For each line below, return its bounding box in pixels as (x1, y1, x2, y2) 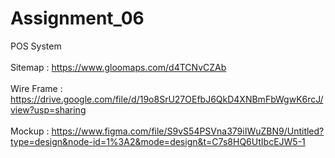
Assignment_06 (10, 7, 145, 30)
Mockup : (10, 125, 50, 137)
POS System (10, 40, 62, 52)
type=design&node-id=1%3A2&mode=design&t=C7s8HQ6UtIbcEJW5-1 (10, 135, 306, 147)
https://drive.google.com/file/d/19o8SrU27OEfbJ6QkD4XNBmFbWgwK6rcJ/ (10, 93, 324, 105)
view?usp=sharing (10, 103, 87, 116)
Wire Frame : (10, 82, 63, 94)
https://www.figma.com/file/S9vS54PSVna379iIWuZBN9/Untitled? (51, 125, 325, 137)
